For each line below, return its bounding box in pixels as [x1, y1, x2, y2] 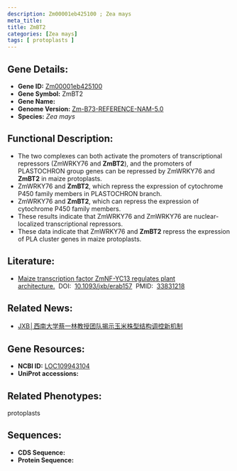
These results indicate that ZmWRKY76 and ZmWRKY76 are [17, 212, 193, 220]
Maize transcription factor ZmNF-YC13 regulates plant [17, 274, 176, 283]
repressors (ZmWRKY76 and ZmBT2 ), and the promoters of [17, 159, 192, 168]
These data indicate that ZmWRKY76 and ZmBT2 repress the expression [17, 227, 231, 235]
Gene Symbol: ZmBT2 [17, 90, 84, 98]
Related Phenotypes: [7, 390, 102, 402]
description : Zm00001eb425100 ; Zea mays [7, 10, 132, 18]
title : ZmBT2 [7, 23, 46, 31]
